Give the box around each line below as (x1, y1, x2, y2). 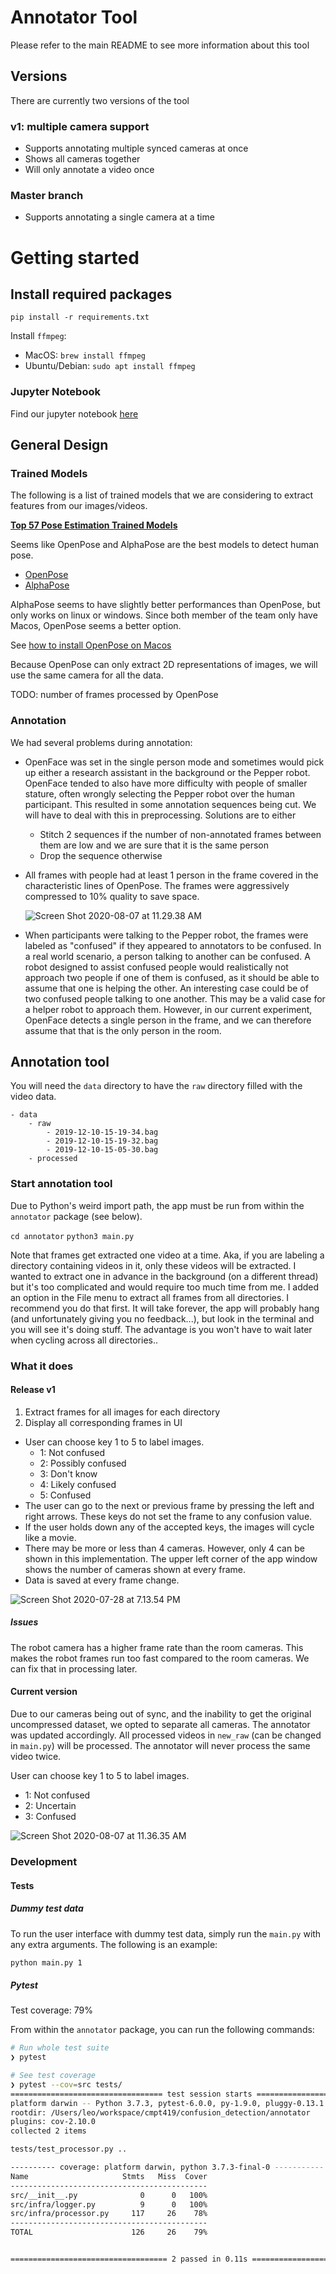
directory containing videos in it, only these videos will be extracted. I (10, 1259, 297, 1271)
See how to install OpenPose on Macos (10, 639, 172, 651)
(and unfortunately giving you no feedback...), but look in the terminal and (10, 1312, 315, 1325)
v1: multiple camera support (10, 119, 150, 133)
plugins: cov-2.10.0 (10, 2117, 97, 2127)
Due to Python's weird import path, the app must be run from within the (10, 1199, 305, 1211)
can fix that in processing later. (10, 1662, 138, 1675)
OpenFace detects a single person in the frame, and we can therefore (24, 1014, 312, 1026)
